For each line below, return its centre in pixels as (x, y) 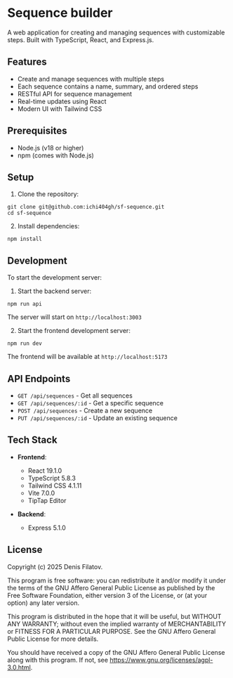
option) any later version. (43, 603)
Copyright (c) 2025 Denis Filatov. (55, 566)
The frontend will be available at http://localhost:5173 (87, 357)
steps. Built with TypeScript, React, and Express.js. (81, 39)
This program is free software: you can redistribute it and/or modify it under (116, 580)
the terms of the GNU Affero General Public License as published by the (111, 587)
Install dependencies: (48, 226)
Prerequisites (37, 131)
